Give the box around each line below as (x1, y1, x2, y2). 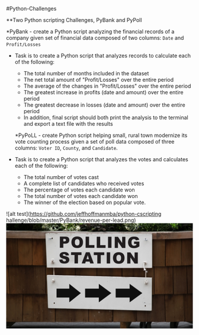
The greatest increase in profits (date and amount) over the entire (23, 89, 184, 95)
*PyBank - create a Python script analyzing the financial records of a (6, 28, 175, 35)
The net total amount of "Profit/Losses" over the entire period (23, 76, 174, 83)
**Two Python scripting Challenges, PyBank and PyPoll (6, 17, 142, 23)
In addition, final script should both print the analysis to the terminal (23, 114, 188, 121)
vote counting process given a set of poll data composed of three (14, 138, 175, 145)
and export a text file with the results (23, 120, 114, 127)
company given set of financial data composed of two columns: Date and (6, 34, 184, 41)
